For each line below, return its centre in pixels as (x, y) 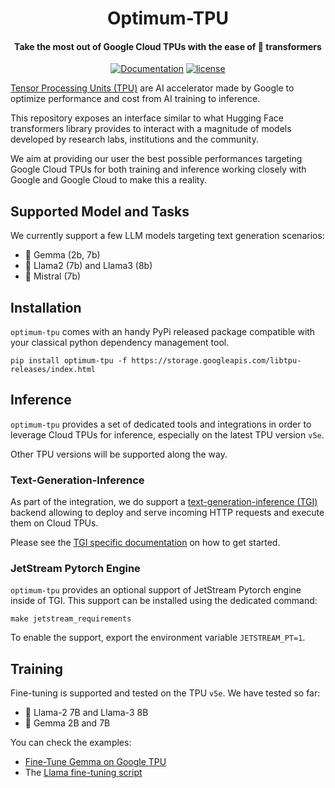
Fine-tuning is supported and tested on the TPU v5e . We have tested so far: (165, 693)
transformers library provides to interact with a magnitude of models (151, 129)
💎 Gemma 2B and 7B (67, 723)
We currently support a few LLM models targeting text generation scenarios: (167, 236)
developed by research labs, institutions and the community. (134, 139)
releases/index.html (53, 370)
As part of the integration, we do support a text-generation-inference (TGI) (164, 502)
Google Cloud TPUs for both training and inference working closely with (158, 169)
